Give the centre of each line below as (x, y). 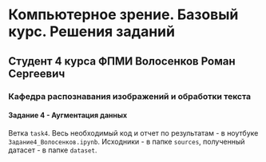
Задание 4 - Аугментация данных (68, 115)
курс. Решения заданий (92, 32)
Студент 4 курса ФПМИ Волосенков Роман (122, 61)
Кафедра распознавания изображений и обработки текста (130, 96)
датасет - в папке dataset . (53, 150)
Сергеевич (37, 73)
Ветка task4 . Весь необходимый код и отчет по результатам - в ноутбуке (133, 132)
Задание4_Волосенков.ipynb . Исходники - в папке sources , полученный (127, 141)
